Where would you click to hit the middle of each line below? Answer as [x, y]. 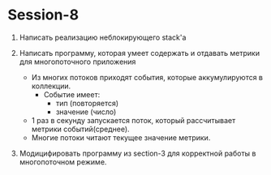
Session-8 [43, 15]
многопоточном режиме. [63, 162]
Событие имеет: [72, 94]
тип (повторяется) [87, 103]
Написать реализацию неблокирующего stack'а [103, 37]
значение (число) [86, 112]
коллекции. [51, 86]
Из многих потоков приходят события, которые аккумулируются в [147, 77]
